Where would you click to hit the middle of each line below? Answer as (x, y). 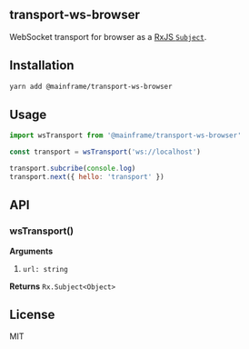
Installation (42, 66)
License (32, 314)
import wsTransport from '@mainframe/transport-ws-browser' (126, 135)
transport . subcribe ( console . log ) (73, 169)
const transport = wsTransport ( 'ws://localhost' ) (105, 152)
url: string (45, 269)
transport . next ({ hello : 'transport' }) (87, 176)
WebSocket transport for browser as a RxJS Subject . (108, 36)
